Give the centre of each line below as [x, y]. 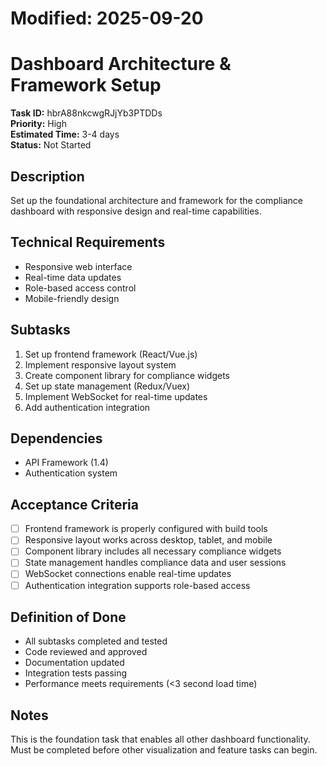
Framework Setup [86, 85]
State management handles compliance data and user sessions [155, 563]
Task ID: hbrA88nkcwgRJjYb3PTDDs [86, 113]
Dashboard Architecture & [121, 64]
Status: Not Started [51, 145]
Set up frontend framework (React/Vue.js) [111, 354]
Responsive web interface [78, 266]
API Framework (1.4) [66, 463]
